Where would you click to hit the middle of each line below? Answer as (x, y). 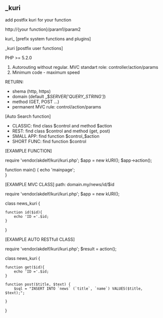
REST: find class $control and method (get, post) (61, 131)
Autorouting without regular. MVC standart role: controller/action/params (85, 67)
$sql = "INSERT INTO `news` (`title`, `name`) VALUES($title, (78, 288)
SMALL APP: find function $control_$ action (56, 136)
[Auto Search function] (28, 116)
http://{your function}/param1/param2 (43, 29)
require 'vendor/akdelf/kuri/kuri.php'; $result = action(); (61, 249)
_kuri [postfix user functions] (34, 48)
